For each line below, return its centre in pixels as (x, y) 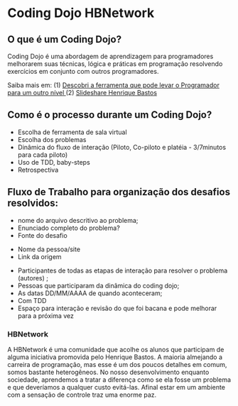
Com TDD (32, 300)
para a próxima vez (46, 316)
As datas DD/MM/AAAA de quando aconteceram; (90, 293)
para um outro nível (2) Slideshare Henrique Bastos (82, 93)
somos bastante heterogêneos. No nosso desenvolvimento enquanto (108, 372)
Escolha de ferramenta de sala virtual (72, 132)
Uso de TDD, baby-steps (54, 162)
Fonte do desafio (42, 235)
